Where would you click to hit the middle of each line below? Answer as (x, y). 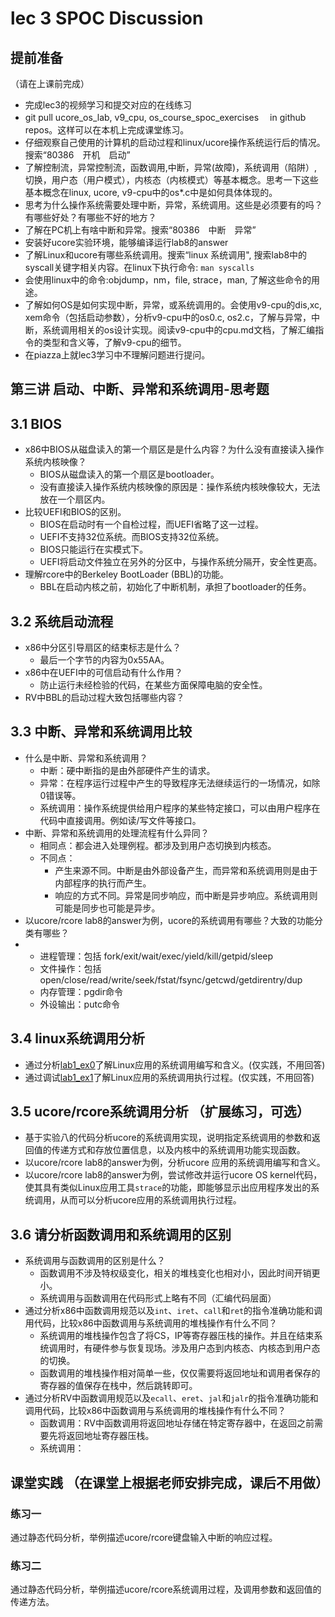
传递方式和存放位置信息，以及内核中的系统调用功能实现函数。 (178, 1150)
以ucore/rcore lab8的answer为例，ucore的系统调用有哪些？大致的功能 (169, 920)
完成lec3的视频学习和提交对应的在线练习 (108, 105)
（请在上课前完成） (50, 83)
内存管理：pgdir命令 (81, 991)
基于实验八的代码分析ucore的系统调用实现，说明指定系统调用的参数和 (168, 1138)
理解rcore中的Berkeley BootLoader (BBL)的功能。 (127, 574)
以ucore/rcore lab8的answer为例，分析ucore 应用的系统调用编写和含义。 (175, 1163)
